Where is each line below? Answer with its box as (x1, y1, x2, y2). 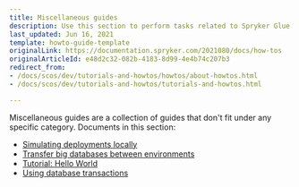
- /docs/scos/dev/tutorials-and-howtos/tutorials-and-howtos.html (9, 80, 262, 89)
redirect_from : (9, 64, 66, 72)
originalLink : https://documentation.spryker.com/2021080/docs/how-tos (9, 47, 282, 55)
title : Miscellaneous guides (9, 13, 118, 22)
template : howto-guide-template (9, 38, 130, 47)
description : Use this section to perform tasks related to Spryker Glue (9, 21, 291, 30)
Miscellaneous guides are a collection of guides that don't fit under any (9, 112, 272, 123)
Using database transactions (21, 167, 129, 178)
